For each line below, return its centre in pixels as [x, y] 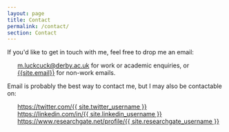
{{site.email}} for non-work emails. [66, 73]
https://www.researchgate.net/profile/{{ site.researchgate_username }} [118, 122]
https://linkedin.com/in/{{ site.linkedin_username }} [89, 114]
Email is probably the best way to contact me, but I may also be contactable [115, 86]
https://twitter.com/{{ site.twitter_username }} [82, 107]
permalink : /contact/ [38, 26]
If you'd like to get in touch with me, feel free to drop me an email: [101, 52]
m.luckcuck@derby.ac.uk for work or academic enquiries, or [103, 65]
